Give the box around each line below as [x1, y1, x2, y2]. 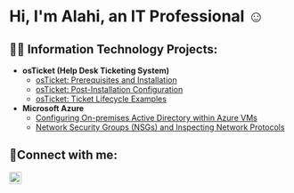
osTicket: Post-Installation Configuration [35, 84, 184, 94]
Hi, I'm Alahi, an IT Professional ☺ [9, 6, 265, 27]
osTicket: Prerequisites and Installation [35, 75, 178, 85]
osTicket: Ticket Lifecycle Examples [35, 93, 167, 104]
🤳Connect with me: [9, 148, 118, 163]
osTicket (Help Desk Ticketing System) [21, 65, 170, 76]
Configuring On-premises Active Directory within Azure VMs [35, 113, 258, 123]
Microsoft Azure [21, 103, 85, 113]
